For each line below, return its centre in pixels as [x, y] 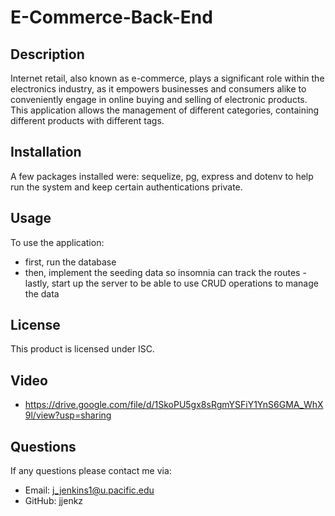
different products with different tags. [87, 120]
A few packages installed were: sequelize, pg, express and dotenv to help [162, 176]
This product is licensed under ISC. [82, 349]
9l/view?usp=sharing [68, 415]
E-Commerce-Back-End [111, 17]
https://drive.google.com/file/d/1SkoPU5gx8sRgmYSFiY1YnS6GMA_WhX [174, 405]
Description [47, 54]
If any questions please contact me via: [91, 471]
